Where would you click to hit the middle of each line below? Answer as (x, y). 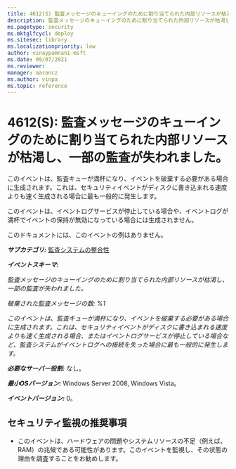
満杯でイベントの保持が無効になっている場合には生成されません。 (103, 220)
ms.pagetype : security (40, 27)
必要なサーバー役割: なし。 (46, 368)
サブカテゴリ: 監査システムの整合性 (59, 250)
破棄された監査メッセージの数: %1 (57, 304)
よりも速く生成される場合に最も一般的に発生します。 (84, 196)
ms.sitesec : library (38, 40)
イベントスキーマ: (33, 265)
